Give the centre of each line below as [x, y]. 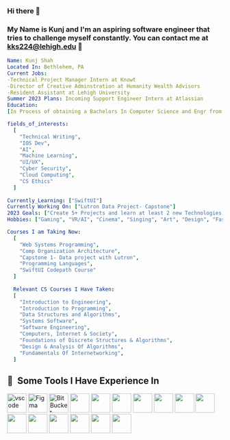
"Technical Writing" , [50, 136]
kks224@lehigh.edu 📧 [45, 46]
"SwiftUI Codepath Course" [58, 270]
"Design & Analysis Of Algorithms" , [72, 346]
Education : [23, 106]
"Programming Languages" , [56, 264]
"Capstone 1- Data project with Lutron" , [79, 257]
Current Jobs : [27, 73]
